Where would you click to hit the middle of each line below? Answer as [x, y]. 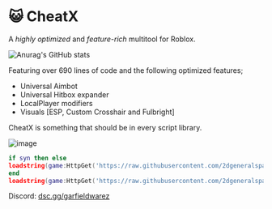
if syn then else [38, 158]
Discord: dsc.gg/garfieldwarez [59, 196]
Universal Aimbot [49, 86]
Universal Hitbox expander [64, 94]
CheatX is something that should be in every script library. [105, 127]
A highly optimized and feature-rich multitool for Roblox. [102, 39]
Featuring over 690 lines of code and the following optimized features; [126, 70]
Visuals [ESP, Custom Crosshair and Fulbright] [98, 112]
